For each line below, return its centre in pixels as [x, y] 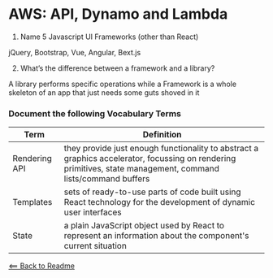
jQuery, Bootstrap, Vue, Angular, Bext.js [75, 52]
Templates [32, 202]
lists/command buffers [107, 179]
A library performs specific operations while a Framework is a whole [123, 84]
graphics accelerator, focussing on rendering [150, 159]
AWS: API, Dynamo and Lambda [118, 14]
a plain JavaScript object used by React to [144, 226]
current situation [95, 246]
